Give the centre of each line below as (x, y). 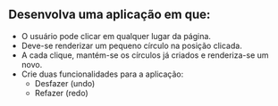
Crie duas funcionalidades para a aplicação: (102, 74)
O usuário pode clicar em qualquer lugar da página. (116, 36)
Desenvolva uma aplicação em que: (110, 15)
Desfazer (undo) (65, 83)
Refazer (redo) (61, 93)
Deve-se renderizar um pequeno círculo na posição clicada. (131, 45)
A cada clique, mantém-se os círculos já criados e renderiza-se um (145, 55)
